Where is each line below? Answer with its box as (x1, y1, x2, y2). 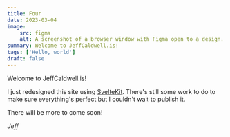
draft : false (7, 55, 45, 62)
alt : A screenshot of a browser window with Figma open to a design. (19, 36, 224, 43)
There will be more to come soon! (7, 108, 103, 116)
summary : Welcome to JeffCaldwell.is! (7, 42, 119, 49)
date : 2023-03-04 (7, 17, 57, 24)
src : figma (19, 29, 51, 37)
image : (7, 23, 26, 30)
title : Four (7, 10, 41, 17)
